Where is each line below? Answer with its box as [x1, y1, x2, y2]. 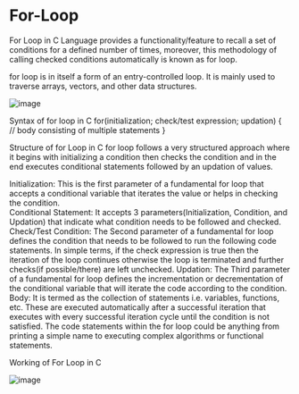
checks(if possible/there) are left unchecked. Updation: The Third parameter [9, 264, 291, 274]
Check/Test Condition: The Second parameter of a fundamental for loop [9, 225, 274, 237]
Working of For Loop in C [9, 356, 102, 367]
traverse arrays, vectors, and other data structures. [9, 80, 197, 91]
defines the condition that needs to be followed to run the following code [9, 235, 277, 246]
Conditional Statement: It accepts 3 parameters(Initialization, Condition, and [9, 206, 288, 217]
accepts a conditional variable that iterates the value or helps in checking [9, 188, 278, 198]
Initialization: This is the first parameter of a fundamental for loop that [9, 178, 265, 189]
